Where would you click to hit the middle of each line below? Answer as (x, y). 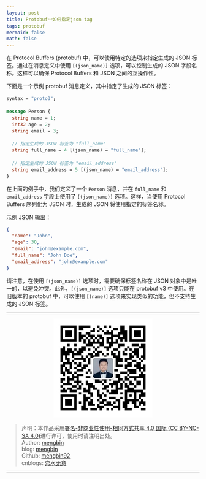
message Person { (29, 111)
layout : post (23, 13)
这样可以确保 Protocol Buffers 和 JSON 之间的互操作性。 (88, 73)
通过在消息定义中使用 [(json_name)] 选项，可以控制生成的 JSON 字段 (104, 66)
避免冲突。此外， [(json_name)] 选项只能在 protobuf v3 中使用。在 (111, 288)
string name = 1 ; (34, 118)
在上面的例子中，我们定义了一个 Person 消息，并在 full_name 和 (86, 189)
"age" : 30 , (26, 242)
